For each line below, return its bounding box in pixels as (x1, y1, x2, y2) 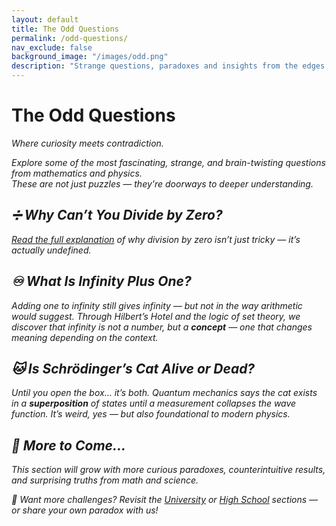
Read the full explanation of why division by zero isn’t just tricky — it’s (11, 233, 301, 245)
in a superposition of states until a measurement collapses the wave (11, 397, 297, 410)
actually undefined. (11, 244, 92, 256)
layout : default (11, 14, 79, 25)
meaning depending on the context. (11, 331, 159, 343)
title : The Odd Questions (11, 24, 119, 34)
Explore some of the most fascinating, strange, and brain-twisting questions (11, 156, 326, 168)
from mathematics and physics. (11, 167, 143, 179)
